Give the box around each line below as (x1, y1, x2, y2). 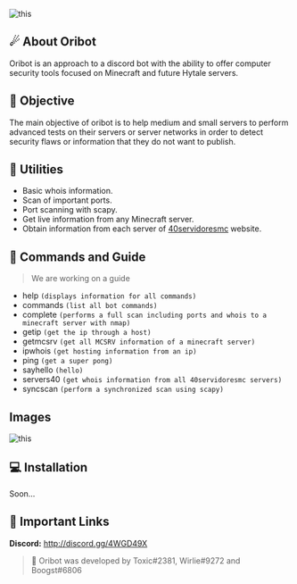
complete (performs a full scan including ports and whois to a (21, 309, 268, 321)
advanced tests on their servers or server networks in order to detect (9, 126, 264, 138)
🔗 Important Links (9, 514, 110, 530)
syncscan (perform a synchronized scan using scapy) (21, 384, 225, 395)
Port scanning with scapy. (21, 204, 118, 215)
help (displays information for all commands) (21, 290, 197, 301)
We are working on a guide (30, 273, 131, 284)
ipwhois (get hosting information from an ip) (21, 346, 198, 356)
